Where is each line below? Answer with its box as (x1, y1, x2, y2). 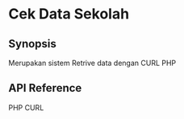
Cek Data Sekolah (8, 5, 130, 23)
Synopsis (8, 37, 56, 51)
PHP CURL (8, 102, 44, 113)
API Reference (8, 81, 82, 95)
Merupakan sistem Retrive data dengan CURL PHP (8, 58, 177, 68)
